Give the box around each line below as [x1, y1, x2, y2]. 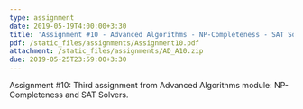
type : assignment [9, 13, 75, 23]
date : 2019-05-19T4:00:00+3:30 [9, 22, 127, 31]
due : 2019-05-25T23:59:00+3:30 [9, 55, 127, 64]
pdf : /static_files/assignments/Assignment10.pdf [9, 38, 200, 48]
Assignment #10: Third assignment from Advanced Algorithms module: [9, 80, 272, 90]
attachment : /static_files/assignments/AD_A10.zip [9, 47, 204, 56]
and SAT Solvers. [64, 89, 129, 100]
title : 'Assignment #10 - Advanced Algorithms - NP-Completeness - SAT [9, 30, 284, 39]
